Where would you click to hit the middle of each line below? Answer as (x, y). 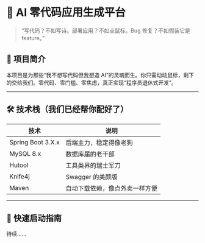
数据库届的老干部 (90, 154)
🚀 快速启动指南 (34, 218)
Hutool (19, 165)
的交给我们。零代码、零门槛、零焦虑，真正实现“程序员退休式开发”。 (92, 82)
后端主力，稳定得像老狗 (99, 143)
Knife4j (20, 176)
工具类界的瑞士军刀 (93, 165)
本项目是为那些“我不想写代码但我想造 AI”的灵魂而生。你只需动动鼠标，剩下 (100, 75)
